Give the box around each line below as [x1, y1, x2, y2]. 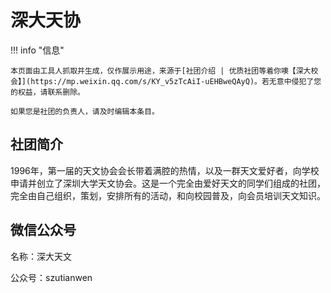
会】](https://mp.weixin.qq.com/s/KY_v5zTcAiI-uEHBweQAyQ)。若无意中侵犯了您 [10, 76, 322, 86]
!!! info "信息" [10, 44, 65, 56]
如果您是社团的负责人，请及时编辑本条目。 [10, 106, 160, 116]
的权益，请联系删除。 [10, 87, 85, 97]
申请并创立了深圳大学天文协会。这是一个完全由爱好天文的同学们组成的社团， [10, 177, 326, 189]
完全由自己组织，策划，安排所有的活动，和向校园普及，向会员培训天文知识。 [10, 189, 326, 201]
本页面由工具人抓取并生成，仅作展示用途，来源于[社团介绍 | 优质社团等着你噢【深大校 [10, 66, 319, 76]
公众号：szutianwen [10, 271, 93, 283]
